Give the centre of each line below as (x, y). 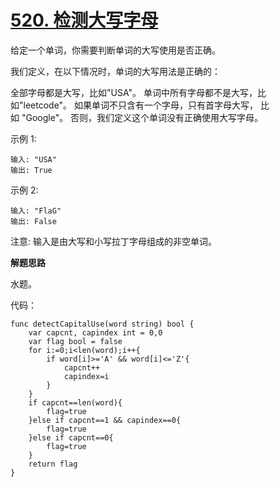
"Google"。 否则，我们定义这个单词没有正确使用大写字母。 (142, 117)
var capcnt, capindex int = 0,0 (95, 332)
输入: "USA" (33, 159)
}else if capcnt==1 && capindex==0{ (105, 420)
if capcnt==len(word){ (75, 402)
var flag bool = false (75, 341)
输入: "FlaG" (36, 211)
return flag (53, 464)
